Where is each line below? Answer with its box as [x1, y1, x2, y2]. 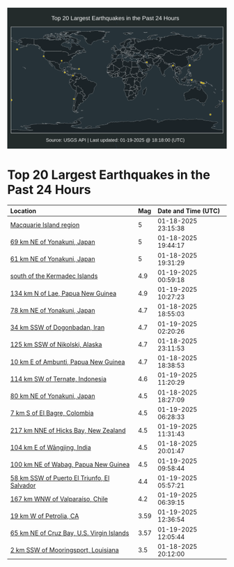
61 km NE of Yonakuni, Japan [10, 255, 95, 263]
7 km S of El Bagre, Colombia [10, 409, 94, 418]
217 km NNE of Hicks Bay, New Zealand [10, 426, 126, 434]
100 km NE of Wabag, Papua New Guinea [10, 460, 130, 469]
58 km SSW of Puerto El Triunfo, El [10, 473, 110, 482]
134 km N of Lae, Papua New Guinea [10, 289, 117, 297]
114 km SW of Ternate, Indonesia [10, 374, 107, 383]
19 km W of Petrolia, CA [10, 511, 79, 520]
